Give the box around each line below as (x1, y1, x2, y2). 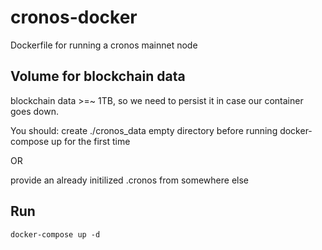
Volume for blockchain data (10, 68, 186, 85)
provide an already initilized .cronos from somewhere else (10, 174, 250, 186)
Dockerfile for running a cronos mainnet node (10, 39, 198, 51)
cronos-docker (10, 6, 138, 29)
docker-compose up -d (10, 229, 101, 240)
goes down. (10, 105, 59, 117)
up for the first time (51, 135, 131, 147)
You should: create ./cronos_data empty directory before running (10, 124, 278, 136)
